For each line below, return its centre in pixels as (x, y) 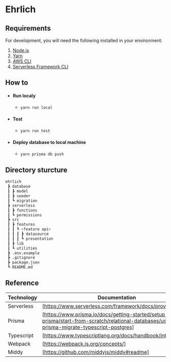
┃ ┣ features (21, 225)
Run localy (24, 95)
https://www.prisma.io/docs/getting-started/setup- (106, 314)
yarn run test (35, 131)
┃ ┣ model (18, 191)
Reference (22, 283)
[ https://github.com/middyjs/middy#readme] (96, 352)
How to (17, 83)
